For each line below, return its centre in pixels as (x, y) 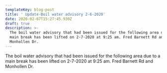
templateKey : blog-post (30, 10)
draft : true (17, 23)
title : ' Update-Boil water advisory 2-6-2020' (55, 14)
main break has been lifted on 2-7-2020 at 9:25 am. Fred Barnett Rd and (79, 61)
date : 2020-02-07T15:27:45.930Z (39, 19)
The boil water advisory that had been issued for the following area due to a (83, 56)
